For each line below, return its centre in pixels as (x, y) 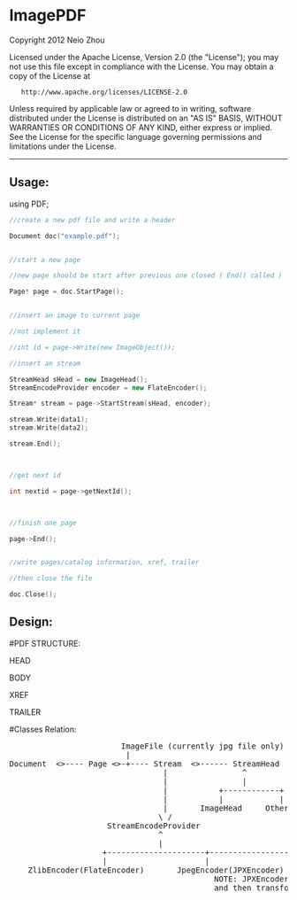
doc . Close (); (33, 594)
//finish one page (43, 523)
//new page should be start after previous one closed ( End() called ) (146, 275)
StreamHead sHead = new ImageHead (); (79, 379)
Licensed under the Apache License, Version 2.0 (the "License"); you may (144, 57)
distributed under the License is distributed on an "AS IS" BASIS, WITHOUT (146, 118)
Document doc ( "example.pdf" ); (65, 236)
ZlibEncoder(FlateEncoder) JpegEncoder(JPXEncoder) (156, 870)
